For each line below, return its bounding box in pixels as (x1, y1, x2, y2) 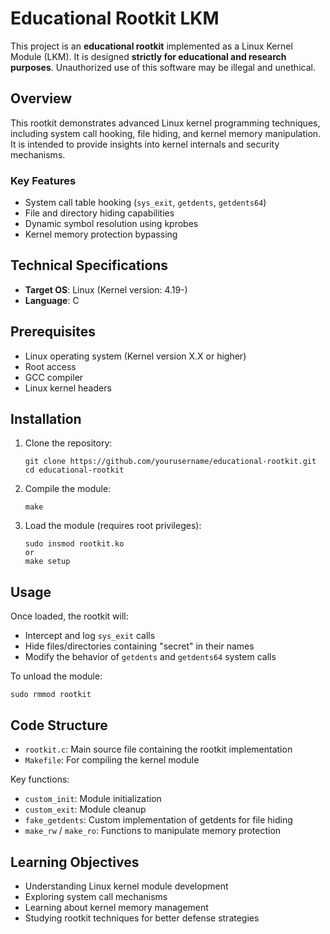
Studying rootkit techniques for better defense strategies (24, 912, 260, 924)
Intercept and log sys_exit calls (24, 630, 156, 642)
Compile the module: (24, 483, 112, 495)
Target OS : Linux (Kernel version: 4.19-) (24, 283, 188, 296)
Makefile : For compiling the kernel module (24, 754, 200, 766)
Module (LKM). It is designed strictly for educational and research (10, 50, 287, 62)
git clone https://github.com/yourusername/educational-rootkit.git (24, 457, 317, 467)
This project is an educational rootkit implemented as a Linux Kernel (10, 40, 293, 52)
